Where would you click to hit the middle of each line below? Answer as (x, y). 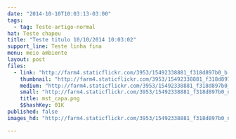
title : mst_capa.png (50, 99)
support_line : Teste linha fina (54, 46)
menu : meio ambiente (38, 53)
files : (17, 66)
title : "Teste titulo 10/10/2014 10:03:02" (72, 40)
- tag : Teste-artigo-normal (55, 27)
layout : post (26, 60)
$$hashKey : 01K (42, 105)
